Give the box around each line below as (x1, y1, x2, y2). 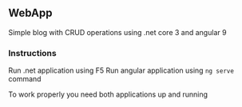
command (8, 74, 42, 84)
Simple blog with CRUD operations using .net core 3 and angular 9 (8, 27, 227, 37)
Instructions (8, 47, 58, 58)
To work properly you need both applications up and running (8, 89, 208, 99)
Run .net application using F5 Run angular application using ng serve (8, 65, 234, 75)
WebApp (8, 6, 53, 20)
